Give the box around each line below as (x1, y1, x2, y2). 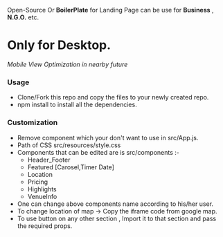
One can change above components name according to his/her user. (17, 200, 213, 208)
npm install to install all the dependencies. (17, 100, 137, 109)
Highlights (27, 184, 57, 193)
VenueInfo (27, 192, 57, 200)
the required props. (17, 221, 73, 230)
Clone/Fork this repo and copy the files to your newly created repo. (17, 93, 209, 102)
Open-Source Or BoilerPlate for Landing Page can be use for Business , (7, 6, 214, 14)
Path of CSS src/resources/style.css (17, 141, 121, 149)
